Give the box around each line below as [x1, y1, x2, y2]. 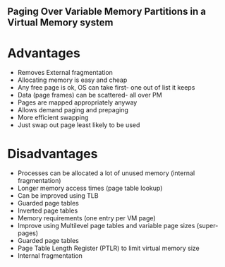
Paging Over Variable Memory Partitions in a [7, 6, 207, 18]
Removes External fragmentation [17, 69, 113, 77]
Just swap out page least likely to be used [17, 121, 140, 129]
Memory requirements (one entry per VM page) [17, 214, 157, 222]
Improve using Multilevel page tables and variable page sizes [17, 222, 195, 230]
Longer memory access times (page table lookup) [17, 184, 163, 193]
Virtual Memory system [7, 17, 114, 29]
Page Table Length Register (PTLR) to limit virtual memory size [17, 244, 200, 253]
